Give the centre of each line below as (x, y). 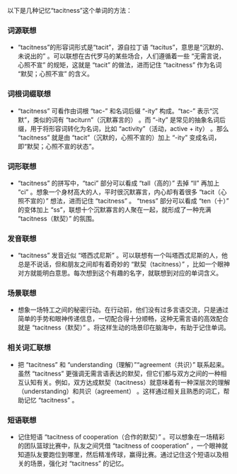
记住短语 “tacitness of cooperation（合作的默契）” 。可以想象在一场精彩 (121, 437)
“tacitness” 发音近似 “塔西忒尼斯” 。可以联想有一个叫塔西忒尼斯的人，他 (122, 255)
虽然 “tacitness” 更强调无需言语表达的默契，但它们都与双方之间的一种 (119, 373)
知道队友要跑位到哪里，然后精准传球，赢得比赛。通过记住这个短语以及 (120, 455)
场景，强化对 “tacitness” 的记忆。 (79, 463)
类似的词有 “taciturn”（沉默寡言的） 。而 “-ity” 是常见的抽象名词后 (129, 120)
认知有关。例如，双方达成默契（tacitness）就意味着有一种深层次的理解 (127, 382)
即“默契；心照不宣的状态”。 (58, 146)
